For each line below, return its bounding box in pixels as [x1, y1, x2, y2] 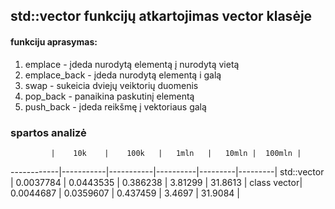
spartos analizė [10, 125, 87, 139]
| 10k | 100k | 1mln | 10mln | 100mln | [50, 148, 302, 158]
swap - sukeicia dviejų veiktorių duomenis [24, 79, 199, 91]
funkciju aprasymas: [10, 35, 98, 48]
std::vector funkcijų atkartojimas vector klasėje [10, 8, 313, 25]
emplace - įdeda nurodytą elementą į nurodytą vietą [24, 58, 240, 70]
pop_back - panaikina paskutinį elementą [24, 90, 195, 102]
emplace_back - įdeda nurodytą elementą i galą [24, 69, 222, 81]
